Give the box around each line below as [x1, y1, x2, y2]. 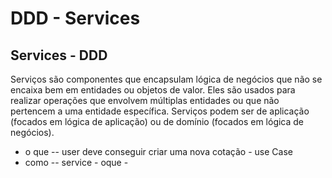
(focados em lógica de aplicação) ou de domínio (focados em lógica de [10, 116, 305, 127]
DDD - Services [10, 7, 141, 30]
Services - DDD [10, 47, 108, 64]
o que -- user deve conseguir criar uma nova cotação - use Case [24, 146, 293, 157]
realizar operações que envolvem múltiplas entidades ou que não [10, 95, 280, 106]
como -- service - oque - [24, 157, 129, 168]
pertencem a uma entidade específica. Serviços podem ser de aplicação [10, 105, 310, 117]
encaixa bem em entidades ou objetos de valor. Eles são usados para [10, 84, 296, 96]
